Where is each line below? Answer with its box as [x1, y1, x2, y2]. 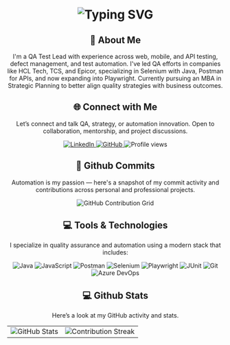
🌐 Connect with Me [73, 102, 158, 113]
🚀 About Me [89, 34, 141, 46]
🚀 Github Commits [75, 160, 156, 171]
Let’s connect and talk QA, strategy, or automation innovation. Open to [16, 119, 215, 128]
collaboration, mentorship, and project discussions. [43, 127, 188, 135]
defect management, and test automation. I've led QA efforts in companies [10, 60, 221, 68]
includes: [102, 248, 128, 257]
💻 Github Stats [82, 289, 149, 301]
